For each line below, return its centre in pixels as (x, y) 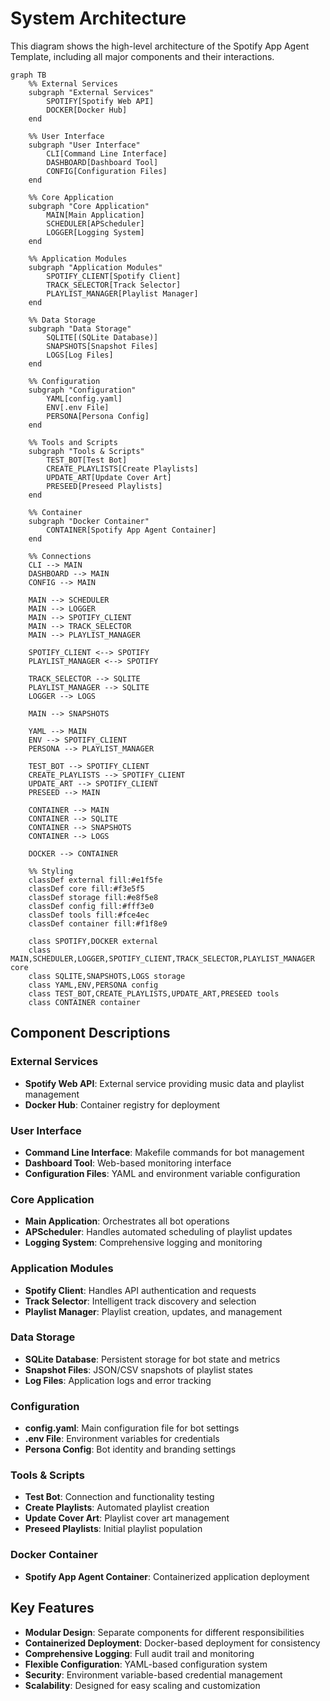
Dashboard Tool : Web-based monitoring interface (128, 1163)
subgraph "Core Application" (89, 206)
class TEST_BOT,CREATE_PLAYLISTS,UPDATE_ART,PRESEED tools (154, 993)
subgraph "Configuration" (82, 390)
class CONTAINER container (84, 1002)
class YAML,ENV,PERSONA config (93, 985)
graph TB (28, 75)
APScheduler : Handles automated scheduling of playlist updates (158, 1232)
